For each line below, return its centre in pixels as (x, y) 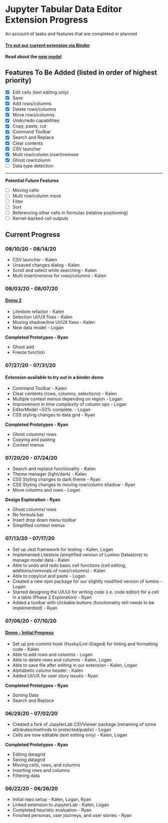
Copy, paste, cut (29, 126)
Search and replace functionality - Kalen (54, 469)
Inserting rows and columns (41, 770)
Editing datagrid (29, 754)
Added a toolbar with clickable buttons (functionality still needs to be (83, 602)
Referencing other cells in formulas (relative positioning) (70, 213)
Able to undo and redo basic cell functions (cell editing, (69, 565)
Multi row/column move (37, 196)
